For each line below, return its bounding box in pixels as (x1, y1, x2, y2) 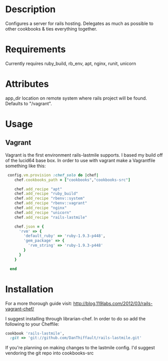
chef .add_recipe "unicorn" (14, 210, 72, 215)
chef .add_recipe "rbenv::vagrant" (14, 201, 87, 206)
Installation (5, 283, 54, 295)
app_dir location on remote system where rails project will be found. (5, 95, 147, 101)
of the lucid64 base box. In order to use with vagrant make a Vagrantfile (5, 157, 156, 163)
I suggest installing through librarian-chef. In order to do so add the (5, 315, 146, 321)
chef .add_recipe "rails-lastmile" (14, 215, 87, 220)
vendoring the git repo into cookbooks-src (5, 350, 94, 356)
